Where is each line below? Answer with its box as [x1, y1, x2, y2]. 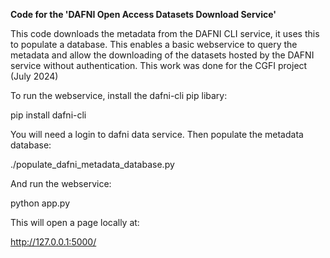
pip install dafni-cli [10, 109, 87, 121]
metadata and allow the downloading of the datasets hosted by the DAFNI [10, 49, 315, 61]
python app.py [10, 197, 71, 209]
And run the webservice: [10, 178, 112, 189]
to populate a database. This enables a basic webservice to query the [10, 39, 298, 50]
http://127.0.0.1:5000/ [10, 236, 97, 248]
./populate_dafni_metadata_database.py [10, 159, 175, 170]
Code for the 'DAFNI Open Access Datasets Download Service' [10, 9, 277, 20]
